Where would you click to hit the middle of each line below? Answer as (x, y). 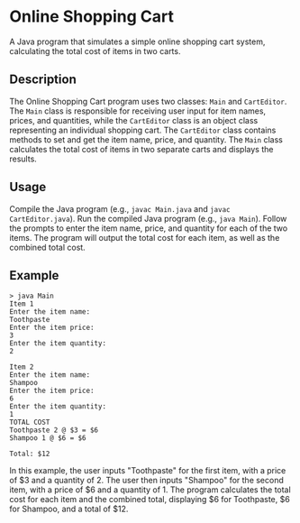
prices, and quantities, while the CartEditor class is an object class (134, 120)
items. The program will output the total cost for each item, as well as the (145, 237)
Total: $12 (30, 454)
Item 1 (22, 304)
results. (23, 159)
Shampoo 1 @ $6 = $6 (48, 438)
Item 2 (22, 367)
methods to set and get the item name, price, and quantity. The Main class (146, 139)
